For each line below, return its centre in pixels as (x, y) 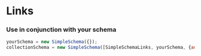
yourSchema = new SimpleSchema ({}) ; (52, 42)
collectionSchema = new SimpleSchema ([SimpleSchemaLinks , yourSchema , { (99, 48)
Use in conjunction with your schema (61, 30)
